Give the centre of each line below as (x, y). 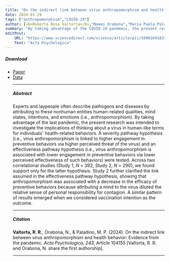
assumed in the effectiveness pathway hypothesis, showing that (79, 176)
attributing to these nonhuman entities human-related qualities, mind (84, 111)
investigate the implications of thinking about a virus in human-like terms (88, 127)
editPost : (16, 33)
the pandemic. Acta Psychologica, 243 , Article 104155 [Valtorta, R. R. (84, 243)
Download (16, 59)
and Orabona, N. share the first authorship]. (58, 248)
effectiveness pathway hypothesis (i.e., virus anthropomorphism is (82, 149)
